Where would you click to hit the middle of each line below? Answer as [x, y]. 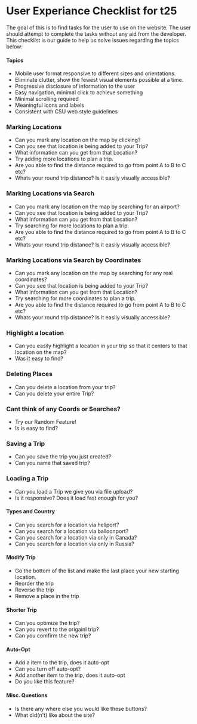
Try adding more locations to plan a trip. [64, 159]
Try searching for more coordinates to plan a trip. [75, 298]
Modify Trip [21, 557]
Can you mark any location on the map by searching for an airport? [97, 207]
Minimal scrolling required [47, 99]
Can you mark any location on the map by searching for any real [94, 273]
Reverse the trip [34, 590]
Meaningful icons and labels [50, 105]
